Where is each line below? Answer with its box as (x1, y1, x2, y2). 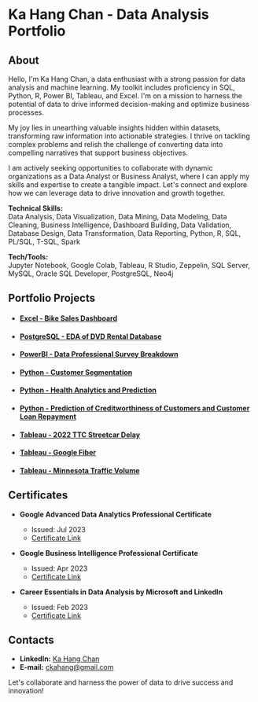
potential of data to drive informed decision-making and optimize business (8, 100, 250, 108)
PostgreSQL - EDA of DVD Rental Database (19, 332, 162, 341)
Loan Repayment (19, 411, 77, 421)
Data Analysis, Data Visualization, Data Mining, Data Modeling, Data (8, 212, 227, 221)
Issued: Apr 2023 (31, 564, 88, 573)
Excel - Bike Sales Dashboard (19, 313, 118, 323)
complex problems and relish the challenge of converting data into (8, 140, 223, 149)
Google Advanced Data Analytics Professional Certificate (19, 509, 212, 519)
